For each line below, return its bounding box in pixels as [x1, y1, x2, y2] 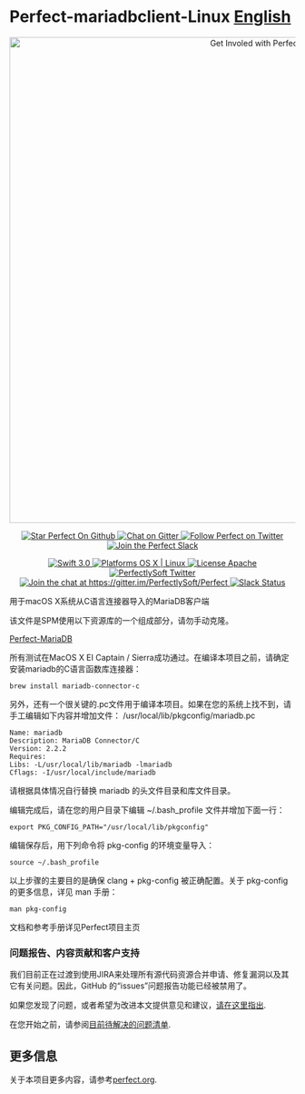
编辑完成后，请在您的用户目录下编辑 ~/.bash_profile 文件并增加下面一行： [9, 804, 285, 815]
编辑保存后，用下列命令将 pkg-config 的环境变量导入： [9, 839, 215, 850]
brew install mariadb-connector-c [9, 681, 141, 691]
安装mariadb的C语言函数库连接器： [9, 663, 143, 674]
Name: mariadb [9, 728, 64, 737]
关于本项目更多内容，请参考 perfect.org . [9, 1074, 157, 1085]
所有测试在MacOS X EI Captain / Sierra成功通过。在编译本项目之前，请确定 [9, 652, 290, 663]
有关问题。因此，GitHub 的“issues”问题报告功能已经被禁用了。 [16, 980, 251, 991]
